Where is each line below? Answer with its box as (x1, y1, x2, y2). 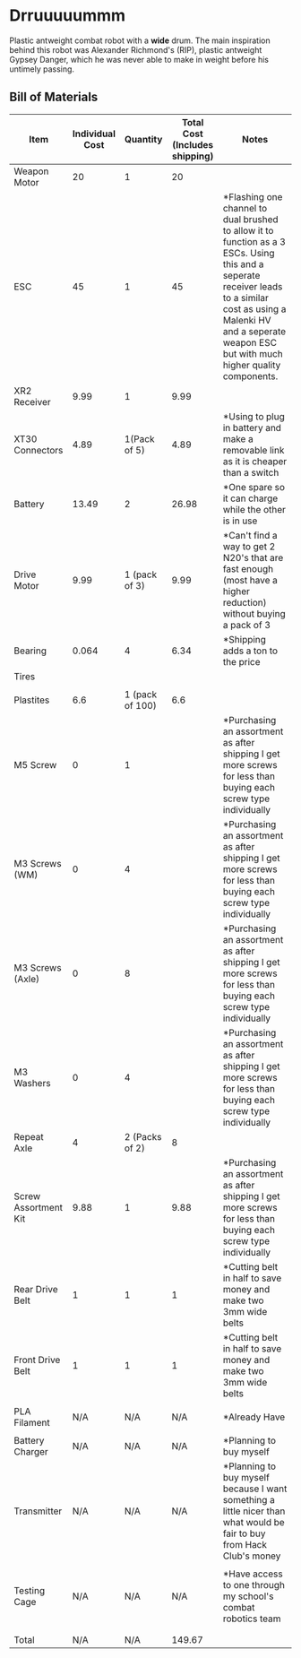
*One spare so (222, 480, 285, 493)
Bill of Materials (9, 90, 99, 105)
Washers (13, 1076, 51, 1089)
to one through (222, 1578, 285, 1591)
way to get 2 (222, 540, 276, 552)
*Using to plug (222, 410, 285, 422)
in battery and (222, 421, 282, 434)
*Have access (222, 1567, 284, 1580)
